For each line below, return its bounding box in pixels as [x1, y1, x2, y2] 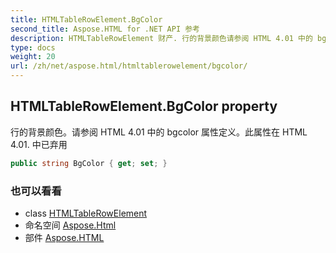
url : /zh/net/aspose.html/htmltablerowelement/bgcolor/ [10, 61, 248, 71]
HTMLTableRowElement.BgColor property [10, 98, 278, 115]
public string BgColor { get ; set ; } [10, 158, 168, 168]
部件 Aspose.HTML [24, 231, 105, 243]
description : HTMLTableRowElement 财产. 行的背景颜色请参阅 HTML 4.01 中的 [10, 33, 313, 43]
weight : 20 [10, 52, 56, 62]
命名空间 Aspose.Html [24, 219, 117, 231]
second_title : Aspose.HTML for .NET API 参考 [10, 24, 200, 34]
